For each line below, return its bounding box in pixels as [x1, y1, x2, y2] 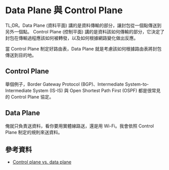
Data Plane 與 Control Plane [5, 5, 123, 16]
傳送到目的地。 [5, 52, 36, 58]
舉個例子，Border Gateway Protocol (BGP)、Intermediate [5, 81, 124, 87]
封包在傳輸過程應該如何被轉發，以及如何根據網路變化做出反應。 [5, 35, 138, 41]
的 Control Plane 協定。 [5, 94, 54, 100]
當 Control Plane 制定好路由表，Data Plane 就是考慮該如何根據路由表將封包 [5, 46, 162, 52]
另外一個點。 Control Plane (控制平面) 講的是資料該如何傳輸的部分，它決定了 [5, 28, 164, 34]
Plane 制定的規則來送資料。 [5, 129, 63, 135]
